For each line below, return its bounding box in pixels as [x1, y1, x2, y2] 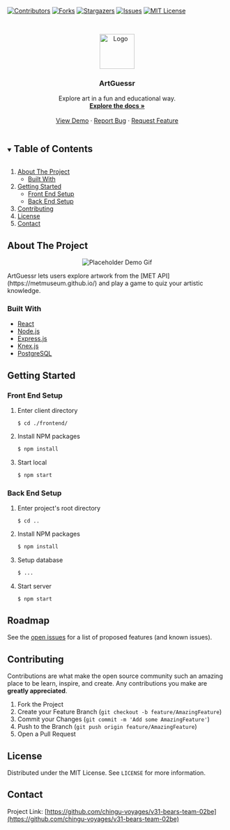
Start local [17, 458, 47, 467]
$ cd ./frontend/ [17, 419, 68, 427]
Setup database [17, 555, 63, 564]
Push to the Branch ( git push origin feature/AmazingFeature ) [17, 723, 197, 731]
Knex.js [17, 342, 39, 350]
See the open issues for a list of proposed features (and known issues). [7, 633, 213, 642]
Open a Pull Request [17, 730, 77, 739]
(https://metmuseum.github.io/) [7, 279, 98, 287]
